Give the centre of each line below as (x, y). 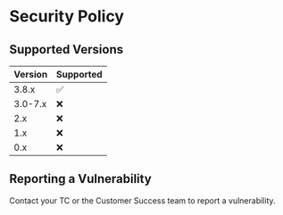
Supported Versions (66, 50)
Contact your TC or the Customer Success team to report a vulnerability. (142, 200)
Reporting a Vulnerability (80, 179)
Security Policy (67, 17)
